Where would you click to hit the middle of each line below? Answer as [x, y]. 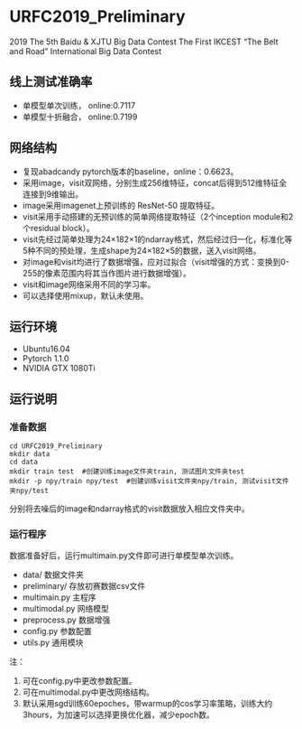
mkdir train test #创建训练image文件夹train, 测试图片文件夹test [127, 472]
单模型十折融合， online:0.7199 [80, 117]
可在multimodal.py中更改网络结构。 [88, 692]
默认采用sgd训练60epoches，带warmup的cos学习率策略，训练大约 [147, 704]
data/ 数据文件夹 [53, 575]
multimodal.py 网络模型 [66, 609]
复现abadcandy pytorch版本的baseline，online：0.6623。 [130, 171]
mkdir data [30, 454]
